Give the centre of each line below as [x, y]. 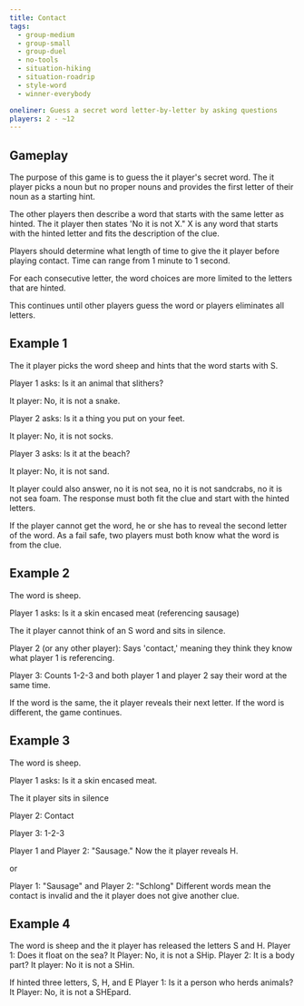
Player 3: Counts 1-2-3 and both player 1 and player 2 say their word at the [148, 675]
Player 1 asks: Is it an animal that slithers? [87, 383]
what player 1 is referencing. [62, 657]
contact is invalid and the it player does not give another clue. [124, 895]
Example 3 [40, 741]
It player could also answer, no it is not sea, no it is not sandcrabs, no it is [146, 488]
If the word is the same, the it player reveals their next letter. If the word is [147, 702]
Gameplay [39, 155]
